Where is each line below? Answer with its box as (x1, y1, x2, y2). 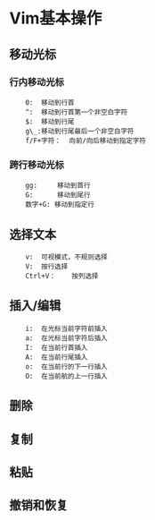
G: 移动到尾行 (25, 191, 91, 200)
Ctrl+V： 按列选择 (25, 271, 99, 280)
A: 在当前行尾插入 (25, 353, 88, 362)
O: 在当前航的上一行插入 (25, 371, 109, 380)
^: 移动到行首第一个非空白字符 (25, 107, 127, 116)
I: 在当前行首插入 (25, 343, 88, 352)
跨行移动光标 (9, 158, 65, 171)
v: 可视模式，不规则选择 (25, 252, 109, 261)
